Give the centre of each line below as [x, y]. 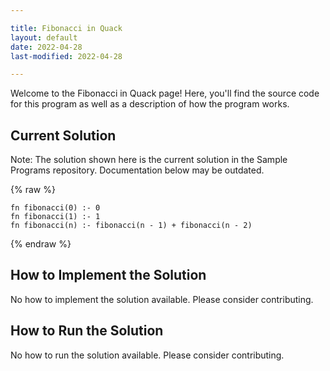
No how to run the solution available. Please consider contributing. [147, 355]
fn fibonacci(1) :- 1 [55, 217]
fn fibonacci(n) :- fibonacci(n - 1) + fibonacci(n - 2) [131, 226]
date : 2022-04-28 [46, 47]
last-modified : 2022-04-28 [66, 56]
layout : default [44, 37]
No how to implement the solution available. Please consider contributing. [162, 299]
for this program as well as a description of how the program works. [150, 104]
